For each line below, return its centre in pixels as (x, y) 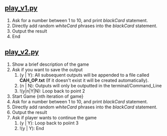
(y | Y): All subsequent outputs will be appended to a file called (84, 75)
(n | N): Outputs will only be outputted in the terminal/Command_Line (91, 85)
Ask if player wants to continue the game (54, 117)
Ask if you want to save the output (47, 69)
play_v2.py (22, 52)
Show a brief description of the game (50, 64)
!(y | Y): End (32, 128)
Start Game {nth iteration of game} (48, 96)
